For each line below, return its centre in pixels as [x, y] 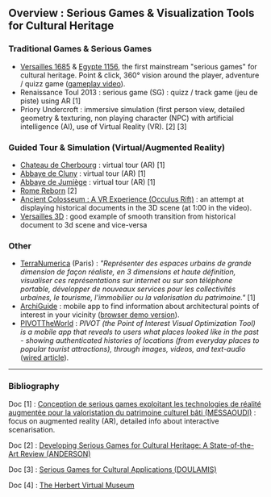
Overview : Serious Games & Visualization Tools [131, 13]
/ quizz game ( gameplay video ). [73, 83]
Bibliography [34, 386]
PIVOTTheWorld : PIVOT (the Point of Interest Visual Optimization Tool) [138, 324]
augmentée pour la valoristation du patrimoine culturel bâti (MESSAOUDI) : [132, 412]
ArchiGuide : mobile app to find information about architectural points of [140, 307]
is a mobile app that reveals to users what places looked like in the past [140, 332]
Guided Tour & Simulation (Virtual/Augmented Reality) [117, 147]
